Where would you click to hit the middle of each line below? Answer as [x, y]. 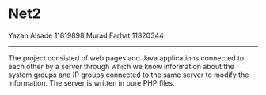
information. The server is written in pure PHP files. [92, 82]
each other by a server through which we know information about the [122, 66]
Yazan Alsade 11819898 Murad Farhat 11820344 [86, 35]
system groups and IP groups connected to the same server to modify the [129, 75]
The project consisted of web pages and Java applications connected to [126, 58]
